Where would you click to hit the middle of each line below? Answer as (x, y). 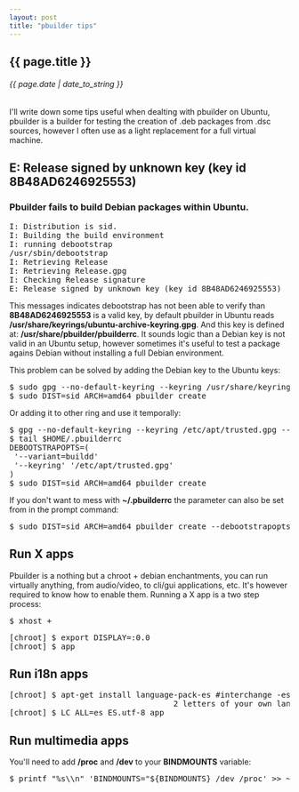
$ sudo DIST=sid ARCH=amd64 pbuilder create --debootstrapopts (150, 526)
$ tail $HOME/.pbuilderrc (66, 438)
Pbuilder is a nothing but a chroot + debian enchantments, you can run (139, 575)
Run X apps (41, 554)
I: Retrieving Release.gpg (68, 271)
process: (25, 604)
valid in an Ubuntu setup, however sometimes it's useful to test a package (145, 343)
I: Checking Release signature (77, 280)
